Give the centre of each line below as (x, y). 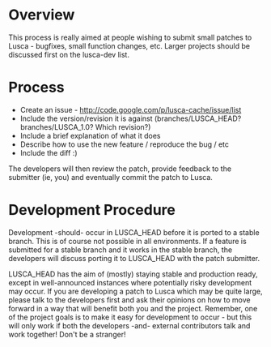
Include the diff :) (49, 152)
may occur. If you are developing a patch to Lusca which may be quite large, (135, 291)
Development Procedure (92, 210)
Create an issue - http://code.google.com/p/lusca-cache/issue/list (131, 109)
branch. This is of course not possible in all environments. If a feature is (127, 241)
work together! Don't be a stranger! (67, 334)
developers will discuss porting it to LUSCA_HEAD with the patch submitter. (134, 258)
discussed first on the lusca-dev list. (69, 54)
